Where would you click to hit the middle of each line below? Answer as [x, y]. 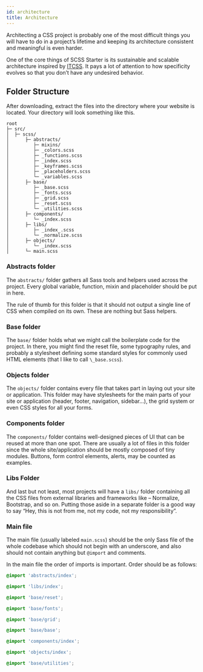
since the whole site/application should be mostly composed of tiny [91, 450]
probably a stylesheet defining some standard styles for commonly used [97, 352]
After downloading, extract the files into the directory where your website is [101, 106]
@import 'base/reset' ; [35, 597]
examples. [19, 462]
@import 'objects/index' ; [39, 653]
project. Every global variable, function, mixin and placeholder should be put [101, 286]
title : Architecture [32, 18]
